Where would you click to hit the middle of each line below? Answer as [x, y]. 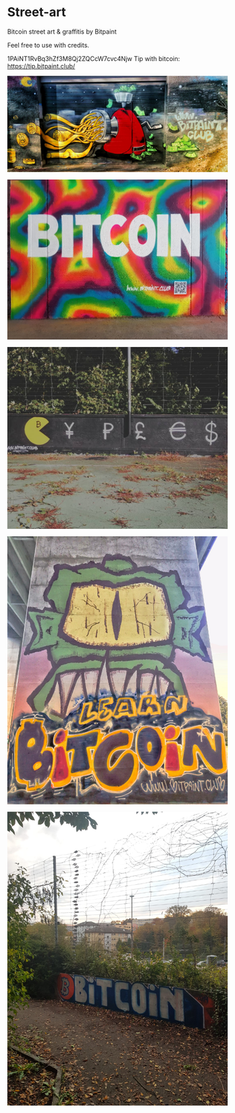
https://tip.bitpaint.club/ [41, 66]
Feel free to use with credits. [48, 45]
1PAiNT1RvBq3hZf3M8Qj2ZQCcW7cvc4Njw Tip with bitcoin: [94, 58]
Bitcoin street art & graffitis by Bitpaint [62, 31]
